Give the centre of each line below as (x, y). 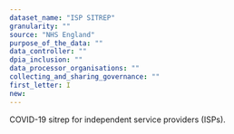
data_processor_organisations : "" (75, 69)
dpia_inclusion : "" (46, 60)
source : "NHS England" (52, 34)
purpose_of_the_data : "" (56, 43)
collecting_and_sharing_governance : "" (85, 77)
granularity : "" (40, 26)
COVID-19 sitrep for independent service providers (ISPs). (118, 120)
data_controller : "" (49, 52)
